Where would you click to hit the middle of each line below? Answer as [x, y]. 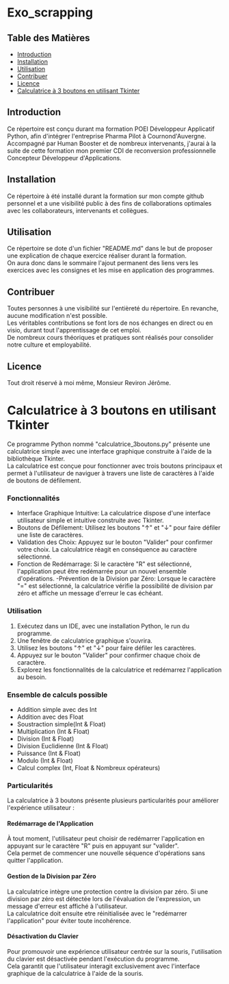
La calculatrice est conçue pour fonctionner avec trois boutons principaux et [115, 466]
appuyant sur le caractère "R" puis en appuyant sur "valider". [93, 846]
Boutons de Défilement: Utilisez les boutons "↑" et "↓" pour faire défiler [119, 528]
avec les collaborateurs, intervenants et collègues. [78, 210]
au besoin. [32, 677]
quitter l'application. [35, 861]
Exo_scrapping [50, 13]
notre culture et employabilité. [49, 345]
